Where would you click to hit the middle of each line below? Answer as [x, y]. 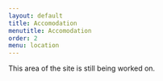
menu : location [34, 46]
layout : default [36, 16]
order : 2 [23, 38]
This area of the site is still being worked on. [82, 68]
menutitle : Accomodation [50, 30]
